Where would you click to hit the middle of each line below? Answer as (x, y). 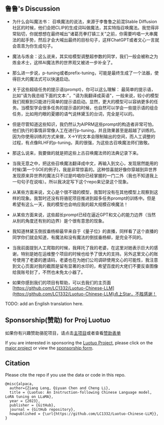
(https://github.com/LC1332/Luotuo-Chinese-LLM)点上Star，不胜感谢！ (84, 294)
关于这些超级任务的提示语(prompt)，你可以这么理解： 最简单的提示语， (84, 89)
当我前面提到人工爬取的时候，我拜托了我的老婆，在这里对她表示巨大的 (83, 247)
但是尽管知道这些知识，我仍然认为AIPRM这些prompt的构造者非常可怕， (84, 124)
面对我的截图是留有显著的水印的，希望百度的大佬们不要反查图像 (94, 266)
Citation (18, 363)
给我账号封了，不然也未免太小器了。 (49, 272)
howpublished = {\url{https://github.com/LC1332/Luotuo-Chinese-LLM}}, (84, 414)
